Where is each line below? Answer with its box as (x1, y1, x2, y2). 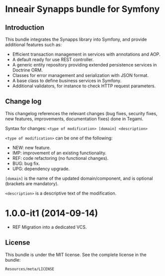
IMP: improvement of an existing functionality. (12, 150, 107, 156)
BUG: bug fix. (12, 160, 40, 166)
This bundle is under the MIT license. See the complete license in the (5, 252, 147, 258)
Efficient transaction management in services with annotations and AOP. (12, 51, 161, 57)
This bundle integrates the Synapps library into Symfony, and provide (5, 36, 147, 42)
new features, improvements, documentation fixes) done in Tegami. (5, 116, 144, 122)
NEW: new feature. (12, 144, 51, 150)
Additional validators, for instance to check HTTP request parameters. (12, 83, 156, 89)
